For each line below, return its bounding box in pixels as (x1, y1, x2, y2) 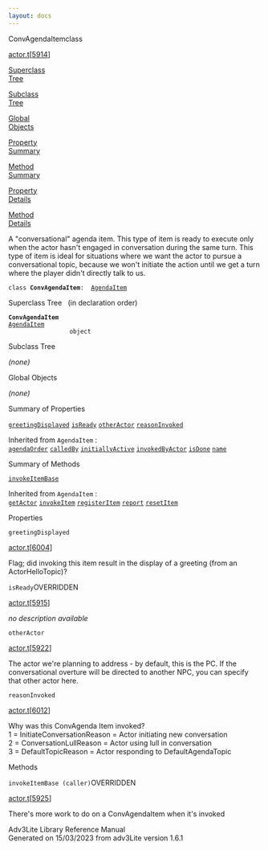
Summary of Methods (8, 459, 80, 469)
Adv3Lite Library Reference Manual (8, 824, 126, 834)
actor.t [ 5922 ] (8, 643, 52, 652)
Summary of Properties (8, 404, 86, 413)
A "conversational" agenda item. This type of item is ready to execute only (8, 234, 254, 244)
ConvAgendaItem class (8, 34, 83, 43)
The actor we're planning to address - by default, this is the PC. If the (8, 659, 237, 668)
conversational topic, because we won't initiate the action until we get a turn (8, 259, 261, 269)
